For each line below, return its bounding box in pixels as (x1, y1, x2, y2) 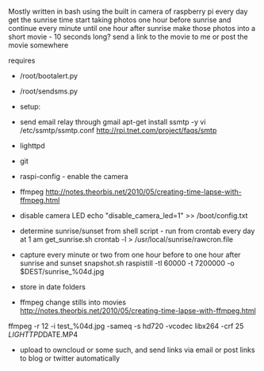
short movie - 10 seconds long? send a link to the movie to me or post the (8, 32, 248, 41)
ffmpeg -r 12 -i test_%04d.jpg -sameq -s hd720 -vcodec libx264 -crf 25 (8, 321, 244, 331)
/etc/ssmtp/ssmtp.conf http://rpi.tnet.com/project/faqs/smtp (19, 126, 217, 135)
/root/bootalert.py (19, 71, 78, 80)
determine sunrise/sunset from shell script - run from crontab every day (19, 226, 255, 235)
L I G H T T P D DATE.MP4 (8, 330, 78, 339)
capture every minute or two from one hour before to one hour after (19, 250, 241, 259)
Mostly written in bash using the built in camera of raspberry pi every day (8, 7, 248, 16)
